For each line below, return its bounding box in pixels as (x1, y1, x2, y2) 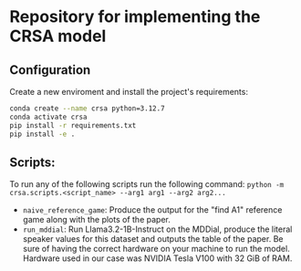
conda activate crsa (9, 112, 88, 121)
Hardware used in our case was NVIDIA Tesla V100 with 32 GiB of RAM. (22, 253, 293, 264)
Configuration (9, 62, 91, 78)
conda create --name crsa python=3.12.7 (9, 104, 166, 113)
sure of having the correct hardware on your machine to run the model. (22, 244, 290, 255)
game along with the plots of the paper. (22, 214, 171, 225)
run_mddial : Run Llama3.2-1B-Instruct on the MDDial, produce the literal (22, 224, 293, 235)
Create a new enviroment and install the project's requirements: (9, 87, 249, 97)
